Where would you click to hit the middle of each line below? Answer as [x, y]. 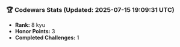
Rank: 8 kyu [30, 25]
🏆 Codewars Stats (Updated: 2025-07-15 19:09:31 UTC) [90, 10]
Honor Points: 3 [35, 32]
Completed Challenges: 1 [47, 37]
